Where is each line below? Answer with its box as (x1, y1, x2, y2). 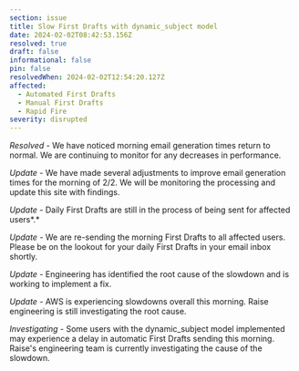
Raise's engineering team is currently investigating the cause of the (9, 343, 263, 354)
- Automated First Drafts (17, 89, 117, 98)
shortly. (9, 252, 38, 263)
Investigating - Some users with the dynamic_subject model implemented (9, 324, 285, 335)
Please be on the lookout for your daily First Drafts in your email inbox (9, 242, 272, 252)
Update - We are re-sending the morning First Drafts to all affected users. (9, 232, 285, 242)
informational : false (9, 56, 92, 65)
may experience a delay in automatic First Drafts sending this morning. (9, 334, 275, 345)
